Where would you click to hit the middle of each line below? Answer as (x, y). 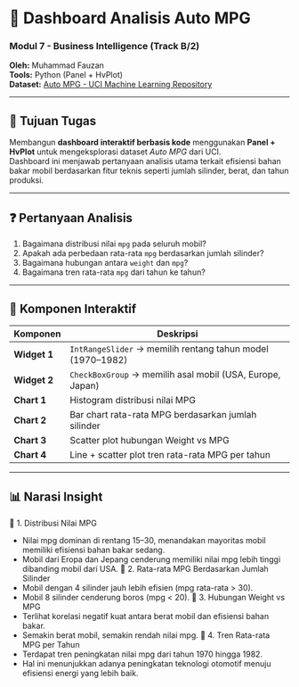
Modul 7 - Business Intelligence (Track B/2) (105, 46)
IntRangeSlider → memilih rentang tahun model (169, 349)
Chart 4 (30, 454)
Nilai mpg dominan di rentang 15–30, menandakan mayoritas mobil (144, 540)
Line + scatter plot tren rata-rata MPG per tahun (170, 454)
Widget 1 (34, 354)
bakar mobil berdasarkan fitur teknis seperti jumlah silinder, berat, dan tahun (149, 171)
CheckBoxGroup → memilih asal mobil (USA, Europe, (175, 374)
